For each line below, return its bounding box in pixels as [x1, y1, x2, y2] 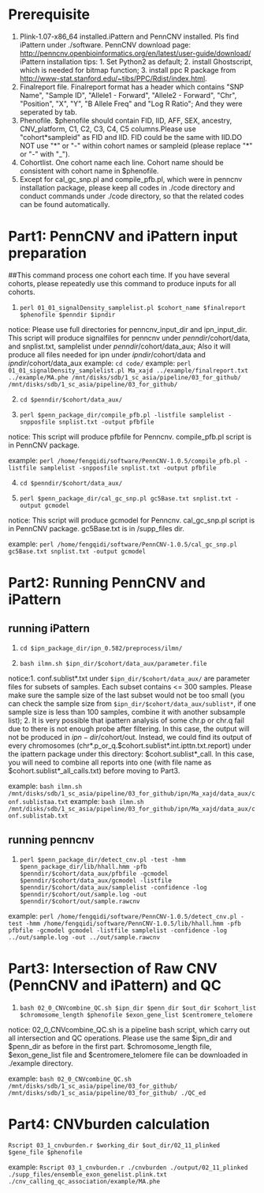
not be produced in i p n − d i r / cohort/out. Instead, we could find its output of [8, 732, 252, 742]
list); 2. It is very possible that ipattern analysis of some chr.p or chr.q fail [8, 715, 244, 725]
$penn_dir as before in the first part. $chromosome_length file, [8, 1041, 212, 1051]
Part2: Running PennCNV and [8, 574, 206, 592]
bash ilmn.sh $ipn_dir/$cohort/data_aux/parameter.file [19, 659, 207, 667]
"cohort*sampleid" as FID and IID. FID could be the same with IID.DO [19, 132, 243, 142]
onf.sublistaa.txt [8, 798, 69, 806]
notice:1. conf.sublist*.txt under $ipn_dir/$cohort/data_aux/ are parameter [8, 674, 251, 683]
